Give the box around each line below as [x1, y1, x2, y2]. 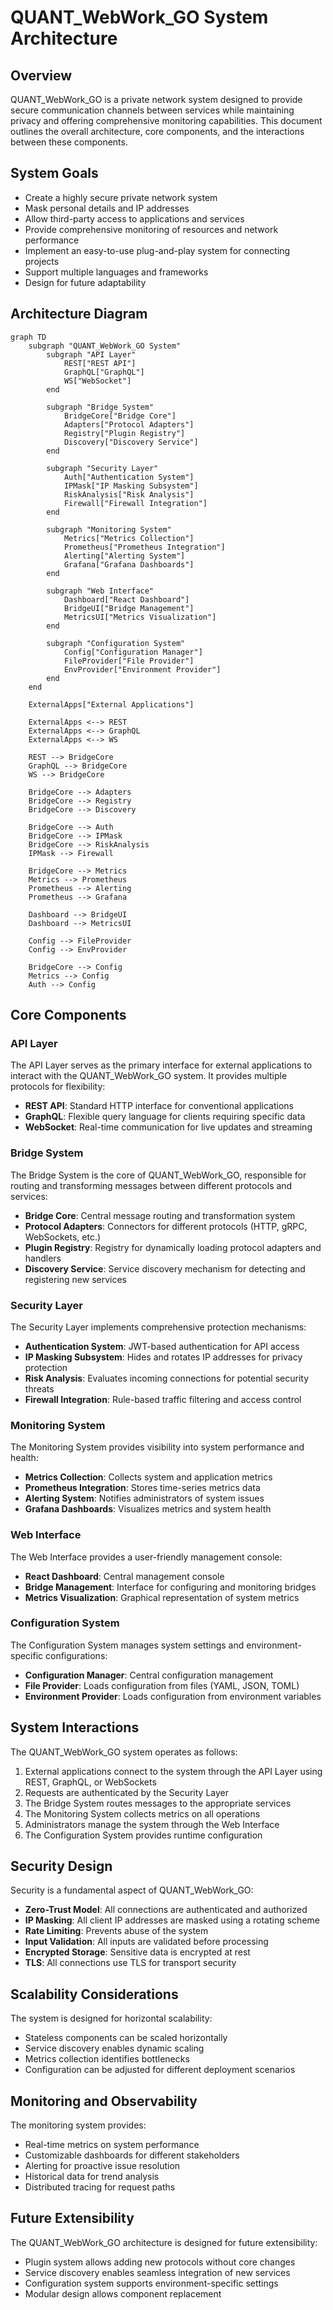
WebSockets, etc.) [24, 1231, 102, 1243]
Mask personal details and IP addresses [24, 202, 190, 214]
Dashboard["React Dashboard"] [63, 594, 190, 605]
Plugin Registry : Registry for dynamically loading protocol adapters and [24, 1241, 322, 1253]
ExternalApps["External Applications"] [28, 699, 195, 710]
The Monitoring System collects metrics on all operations [24, 1807, 261, 1820]
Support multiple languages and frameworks [24, 266, 209, 278]
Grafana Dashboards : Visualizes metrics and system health [24, 1503, 272, 1515]
